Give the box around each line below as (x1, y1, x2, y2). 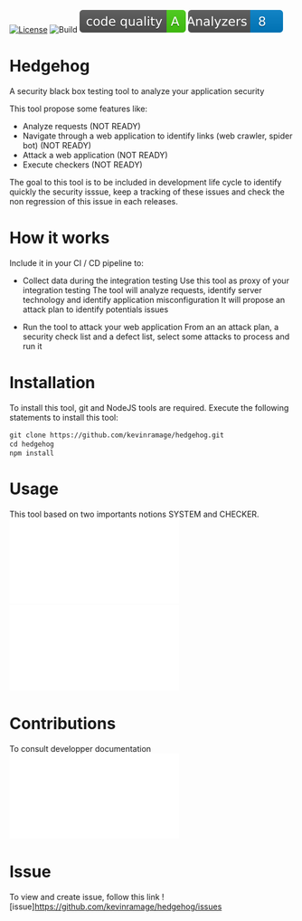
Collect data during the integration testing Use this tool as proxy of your (22, 275, 289, 286)
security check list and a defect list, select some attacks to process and (22, 331, 290, 342)
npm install (9, 449, 54, 458)
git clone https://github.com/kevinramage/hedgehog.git (9, 431, 224, 440)
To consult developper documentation (9, 743, 152, 754)
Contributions (9, 713, 116, 734)
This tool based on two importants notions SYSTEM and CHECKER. (9, 508, 260, 519)
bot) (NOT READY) (22, 139, 92, 150)
